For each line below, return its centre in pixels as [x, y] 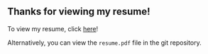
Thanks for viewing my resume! [79, 12]
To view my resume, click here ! [53, 28]
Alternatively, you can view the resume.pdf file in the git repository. [105, 43]
